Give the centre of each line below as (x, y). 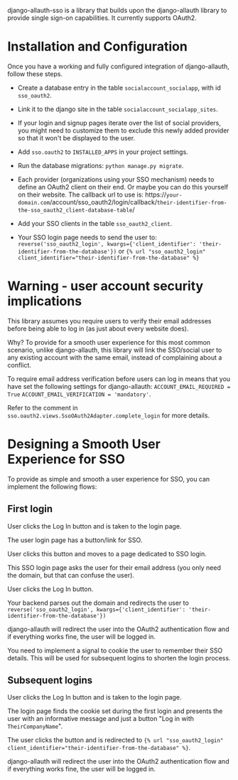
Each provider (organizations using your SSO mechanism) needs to (116, 179)
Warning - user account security (106, 286)
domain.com (34, 202)
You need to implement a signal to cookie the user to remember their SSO (115, 650)
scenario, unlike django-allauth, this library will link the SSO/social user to (115, 350)
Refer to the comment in (43, 407)
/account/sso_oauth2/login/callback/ (103, 202)
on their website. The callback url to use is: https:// (92, 194)
